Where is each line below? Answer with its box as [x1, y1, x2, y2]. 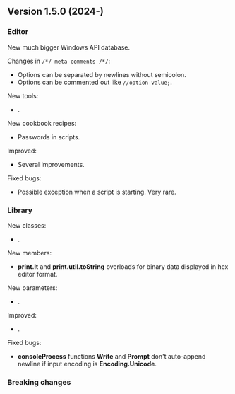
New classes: [7, 221, 47, 229]
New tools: [7, 91, 39, 100]
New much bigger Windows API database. [7, 42, 131, 52]
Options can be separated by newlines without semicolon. [17, 70, 187, 79]
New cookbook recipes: [7, 119, 77, 127]
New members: [7, 248, 52, 257]
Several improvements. [17, 160, 85, 168]
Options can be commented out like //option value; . [17, 78, 173, 86]
